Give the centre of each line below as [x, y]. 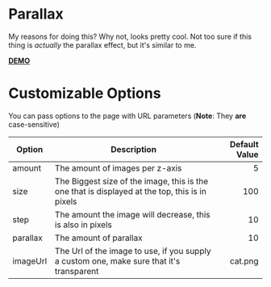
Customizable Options [85, 93]
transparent [77, 271]
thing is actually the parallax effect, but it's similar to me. [102, 44]
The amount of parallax [99, 238]
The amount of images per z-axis [119, 168]
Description [133, 149]
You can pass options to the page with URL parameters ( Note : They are [127, 116]
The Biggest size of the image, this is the [132, 181]
